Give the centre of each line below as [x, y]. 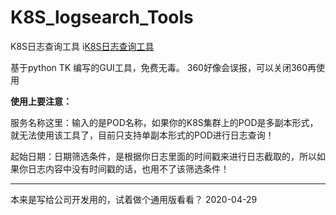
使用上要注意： [41, 101]
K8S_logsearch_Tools [102, 17]
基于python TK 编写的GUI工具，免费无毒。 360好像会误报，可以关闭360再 [163, 67]
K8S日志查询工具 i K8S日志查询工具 [82, 46]
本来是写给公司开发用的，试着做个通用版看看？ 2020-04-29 [134, 199]
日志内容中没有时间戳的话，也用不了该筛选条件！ [128, 168]
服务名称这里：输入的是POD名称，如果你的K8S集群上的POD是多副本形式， [164, 122]
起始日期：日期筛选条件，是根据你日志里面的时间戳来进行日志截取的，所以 [163, 156]
